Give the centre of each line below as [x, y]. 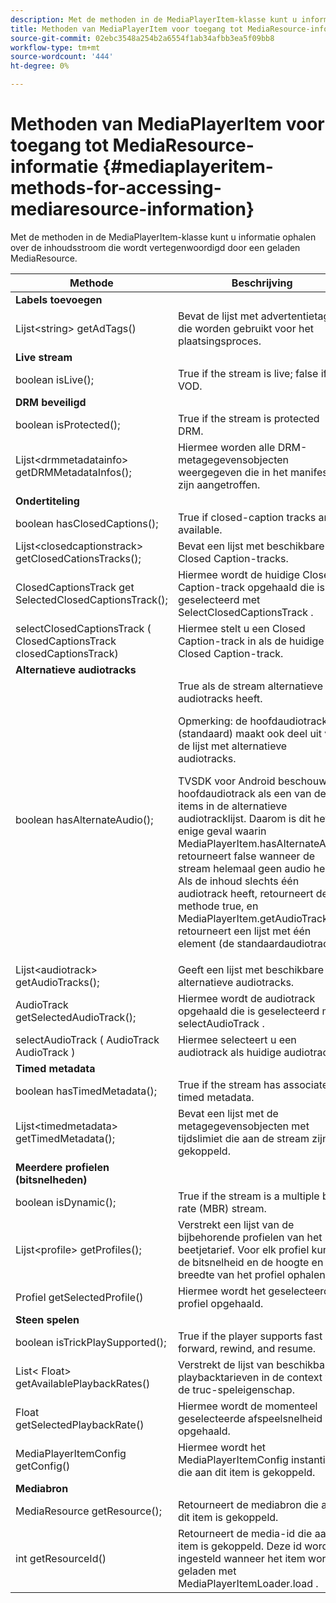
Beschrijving [262, 283]
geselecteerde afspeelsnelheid [250, 1418]
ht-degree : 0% [40, 66]
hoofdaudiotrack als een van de [252, 793]
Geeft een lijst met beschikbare [251, 969]
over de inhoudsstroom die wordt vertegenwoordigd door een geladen [155, 247]
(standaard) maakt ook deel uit [249, 733]
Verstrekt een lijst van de [236, 1224]
